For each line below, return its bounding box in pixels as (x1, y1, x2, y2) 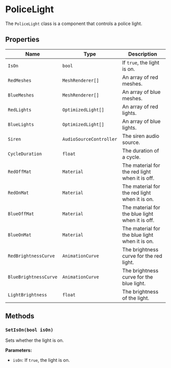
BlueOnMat (8, 232, 32, 238)
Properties (5, 35, 40, 44)
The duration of (122, 147, 159, 154)
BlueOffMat (8, 211, 34, 216)
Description (128, 50, 157, 57)
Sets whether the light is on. (5, 337, 64, 344)
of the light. (122, 295, 150, 302)
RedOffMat (8, 168, 32, 175)
